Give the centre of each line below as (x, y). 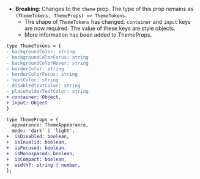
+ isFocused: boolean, (37, 148)
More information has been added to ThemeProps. (88, 35)
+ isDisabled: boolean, (38, 137)
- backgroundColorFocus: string (47, 57)
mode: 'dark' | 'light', (43, 131)
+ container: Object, (34, 97)
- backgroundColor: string (41, 51)
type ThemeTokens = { (34, 46)
